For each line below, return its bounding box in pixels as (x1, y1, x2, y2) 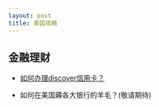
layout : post (8, 11, 52, 20)
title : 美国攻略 (8, 19, 58, 27)
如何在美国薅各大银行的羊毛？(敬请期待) (19, 90, 152, 100)
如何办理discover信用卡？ (19, 73, 105, 83)
